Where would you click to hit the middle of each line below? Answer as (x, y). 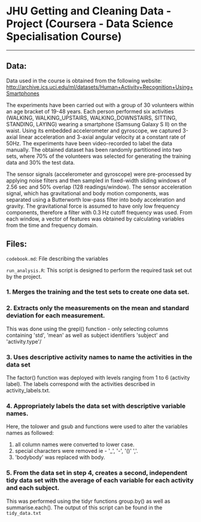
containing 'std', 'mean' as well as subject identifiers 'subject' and (87, 335)
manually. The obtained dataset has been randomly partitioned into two (94, 150)
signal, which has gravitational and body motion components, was (88, 193)
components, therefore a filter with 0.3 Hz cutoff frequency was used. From (99, 212)
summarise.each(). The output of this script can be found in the (84, 507)
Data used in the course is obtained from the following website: (84, 80)
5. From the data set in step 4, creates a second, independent (97, 473)
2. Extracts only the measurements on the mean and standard (98, 308)
